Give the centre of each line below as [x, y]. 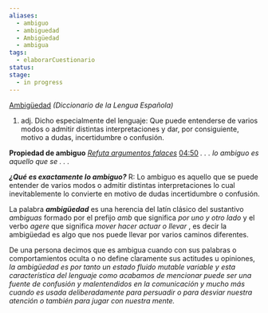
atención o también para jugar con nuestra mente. [92, 300]
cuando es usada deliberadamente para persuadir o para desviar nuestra [131, 292]
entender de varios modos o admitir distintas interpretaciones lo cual [122, 185]
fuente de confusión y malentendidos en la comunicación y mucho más [127, 284]
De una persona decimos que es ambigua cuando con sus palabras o [123, 250]
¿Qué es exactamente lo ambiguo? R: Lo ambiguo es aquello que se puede [134, 177]
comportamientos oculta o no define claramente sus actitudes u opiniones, [132, 258]
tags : [18, 53]
